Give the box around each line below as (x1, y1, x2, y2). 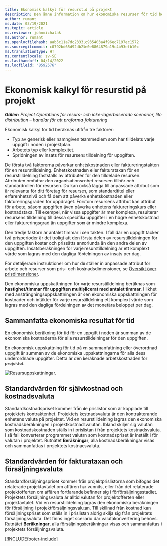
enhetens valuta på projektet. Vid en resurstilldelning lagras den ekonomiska (5, 416, 162, 422)
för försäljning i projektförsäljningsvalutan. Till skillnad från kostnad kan (5, 505, 151, 511)
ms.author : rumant (5, 35, 43, 40)
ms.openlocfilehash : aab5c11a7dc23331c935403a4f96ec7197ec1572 (5, 40, 139, 45)
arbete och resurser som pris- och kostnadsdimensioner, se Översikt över (5, 266, 157, 272)
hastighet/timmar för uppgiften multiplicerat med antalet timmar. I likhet (5, 286, 157, 292)
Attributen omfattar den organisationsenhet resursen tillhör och (5, 178, 135, 183)
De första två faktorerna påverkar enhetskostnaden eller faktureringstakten (5, 162, 159, 168)
